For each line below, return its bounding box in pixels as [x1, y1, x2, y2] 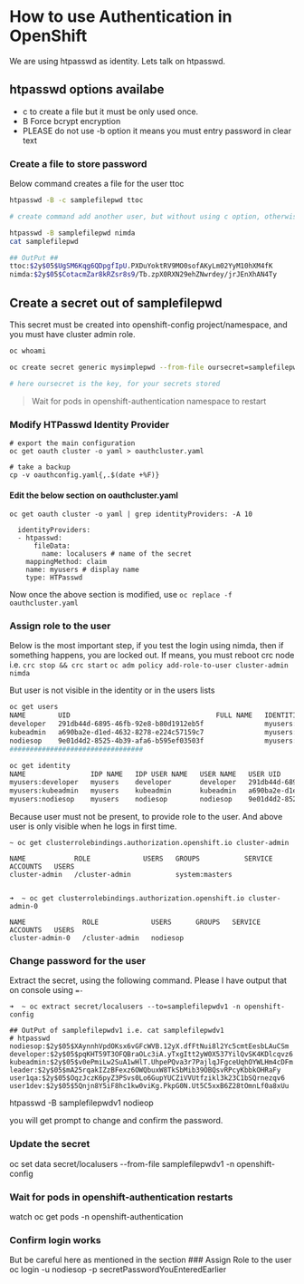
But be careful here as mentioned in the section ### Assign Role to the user [9, 1254, 292, 1266]
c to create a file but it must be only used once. [22, 106, 199, 117]
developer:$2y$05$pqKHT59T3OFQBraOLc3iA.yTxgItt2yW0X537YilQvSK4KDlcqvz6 [9, 1050, 294, 1059]
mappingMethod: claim [25, 558, 107, 567]
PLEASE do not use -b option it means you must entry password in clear [22, 125, 292, 136]
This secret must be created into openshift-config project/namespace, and [9, 319, 288, 330]
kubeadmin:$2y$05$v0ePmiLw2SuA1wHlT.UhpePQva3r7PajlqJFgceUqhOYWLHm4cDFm [9, 1058, 294, 1067]
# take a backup [9, 462, 71, 472]
